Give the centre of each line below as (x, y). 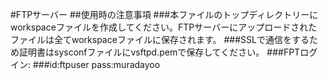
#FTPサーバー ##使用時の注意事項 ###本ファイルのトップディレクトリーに (164, 14)
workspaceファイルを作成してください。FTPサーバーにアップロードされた (164, 27)
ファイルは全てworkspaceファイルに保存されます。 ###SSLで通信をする (160, 39)
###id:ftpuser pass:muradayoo (96, 64)
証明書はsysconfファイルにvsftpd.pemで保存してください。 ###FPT (159, 52)
